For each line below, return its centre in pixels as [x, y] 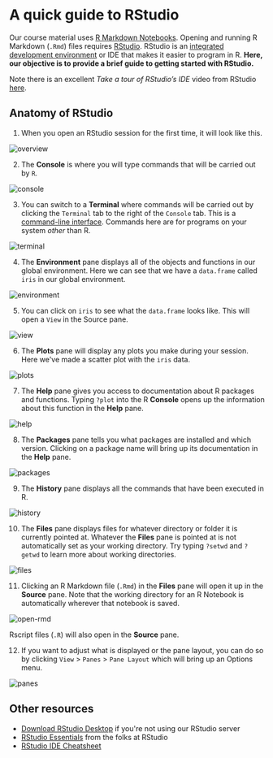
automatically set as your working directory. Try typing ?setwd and [132, 545]
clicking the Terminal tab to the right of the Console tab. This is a [128, 213]
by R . [29, 173]
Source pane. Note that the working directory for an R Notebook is [132, 594]
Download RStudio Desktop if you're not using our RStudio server [130, 728]
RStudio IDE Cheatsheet [61, 746]
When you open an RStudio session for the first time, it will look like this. [141, 132]
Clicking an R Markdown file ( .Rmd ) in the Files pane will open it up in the [142, 586]
